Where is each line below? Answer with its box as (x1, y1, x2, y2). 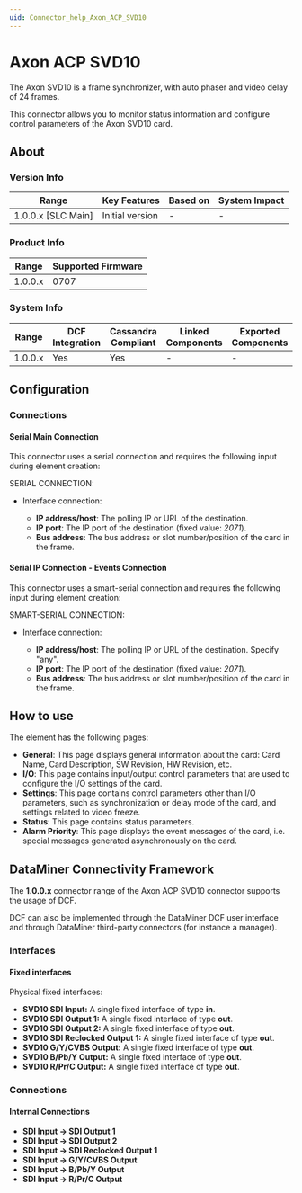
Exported (239, 325, 280, 337)
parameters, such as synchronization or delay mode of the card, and (22, 797, 277, 808)
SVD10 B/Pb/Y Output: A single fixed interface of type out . (22, 1052, 243, 1063)
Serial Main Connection (9, 431, 99, 441)
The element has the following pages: (9, 732, 149, 743)
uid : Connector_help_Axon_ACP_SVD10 (9, 13, 147, 22)
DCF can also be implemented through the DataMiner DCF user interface (9, 913, 279, 923)
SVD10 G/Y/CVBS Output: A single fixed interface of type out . (22, 1042, 254, 1053)
